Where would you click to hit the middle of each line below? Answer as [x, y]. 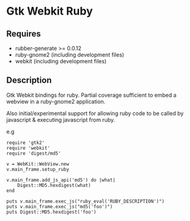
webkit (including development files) [61, 61]
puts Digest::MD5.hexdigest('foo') [51, 212]
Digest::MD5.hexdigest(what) [54, 185]
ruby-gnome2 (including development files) [70, 55]
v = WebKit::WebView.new [38, 164]
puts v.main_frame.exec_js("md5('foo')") [60, 206]
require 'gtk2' [26, 142]
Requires [24, 34]
